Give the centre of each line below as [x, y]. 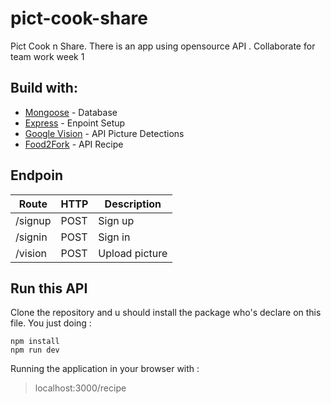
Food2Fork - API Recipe [74, 144]
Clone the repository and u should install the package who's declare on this [166, 313]
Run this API [49, 288]
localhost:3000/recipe [80, 388]
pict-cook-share [79, 18]
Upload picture [133, 253]
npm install [35, 342]
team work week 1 [47, 56]
